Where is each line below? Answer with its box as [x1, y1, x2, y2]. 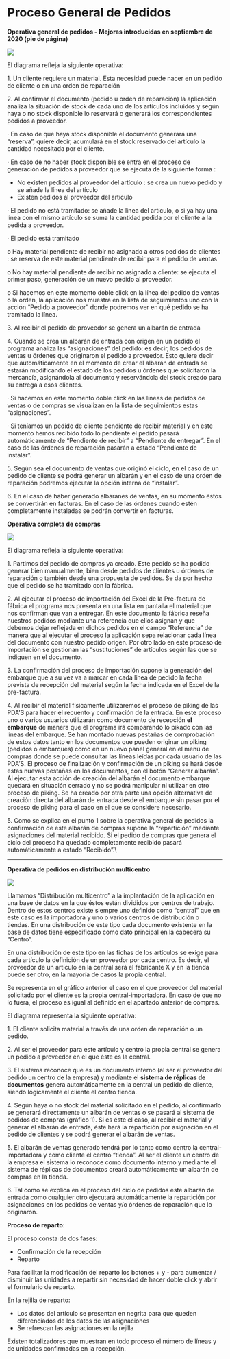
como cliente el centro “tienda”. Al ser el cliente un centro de [48, 1151, 220, 1159]
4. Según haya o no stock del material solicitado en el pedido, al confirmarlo [7, 1101, 222, 1109]
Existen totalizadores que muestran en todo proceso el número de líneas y [7, 1337, 217, 1345]
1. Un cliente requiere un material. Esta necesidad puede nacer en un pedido [7, 74, 222, 82]
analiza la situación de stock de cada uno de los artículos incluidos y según [7, 101, 220, 110]
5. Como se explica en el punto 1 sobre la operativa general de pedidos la [7, 816, 214, 824]
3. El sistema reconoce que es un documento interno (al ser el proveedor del [7, 1066, 223, 1074]
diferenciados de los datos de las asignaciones [16, 1316, 150, 1325]
